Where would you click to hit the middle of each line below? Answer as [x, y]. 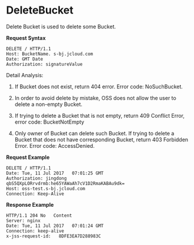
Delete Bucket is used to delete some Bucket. [61, 27]
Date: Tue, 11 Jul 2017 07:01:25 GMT [55, 173]
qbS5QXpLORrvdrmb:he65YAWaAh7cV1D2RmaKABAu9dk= [66, 183]
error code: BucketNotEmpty [49, 122]
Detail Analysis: [25, 75]
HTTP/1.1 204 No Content [39, 216]
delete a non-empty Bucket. [48, 104]
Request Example [28, 157]
